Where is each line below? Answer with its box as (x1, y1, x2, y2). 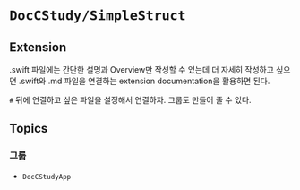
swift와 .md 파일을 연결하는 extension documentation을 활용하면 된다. (21, 75, 270, 86)
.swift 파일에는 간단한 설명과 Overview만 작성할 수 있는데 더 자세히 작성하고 (9, 65, 275, 74)
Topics (9, 121, 48, 136)
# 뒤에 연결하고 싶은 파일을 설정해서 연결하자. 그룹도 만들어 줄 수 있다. (9, 95, 253, 105)
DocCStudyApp (21, 172, 72, 181)
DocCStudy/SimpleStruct (9, 7, 186, 24)
